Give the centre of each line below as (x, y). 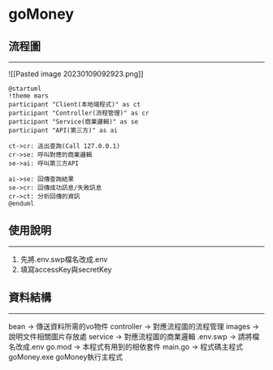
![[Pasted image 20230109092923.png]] (76, 74)
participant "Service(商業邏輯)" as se (74, 122)
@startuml (25, 89)
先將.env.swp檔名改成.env (64, 259)
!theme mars (28, 96)
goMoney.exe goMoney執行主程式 (66, 357)
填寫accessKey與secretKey (66, 269)
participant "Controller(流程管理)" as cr (79, 113)
